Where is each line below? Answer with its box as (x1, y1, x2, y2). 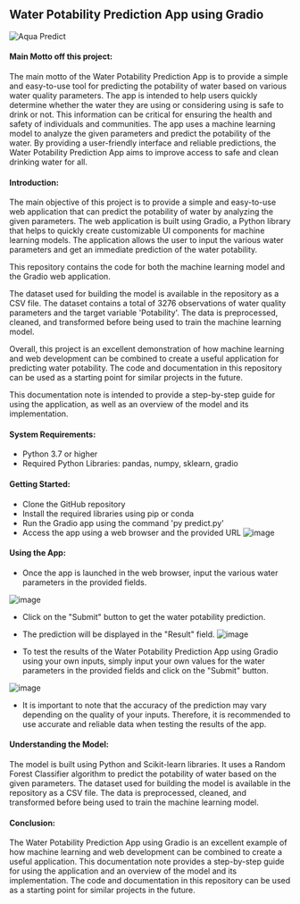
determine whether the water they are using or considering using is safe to (9, 100, 284, 111)
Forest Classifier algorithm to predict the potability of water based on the (9, 768, 277, 780)
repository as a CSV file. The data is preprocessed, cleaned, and (9, 788, 247, 799)
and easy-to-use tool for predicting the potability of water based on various (9, 80, 287, 92)
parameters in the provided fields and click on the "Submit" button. (21, 665, 270, 675)
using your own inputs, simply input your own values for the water (21, 656, 265, 666)
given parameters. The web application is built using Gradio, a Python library (9, 216, 291, 227)
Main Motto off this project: (9, 51, 113, 62)
